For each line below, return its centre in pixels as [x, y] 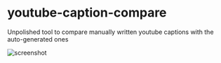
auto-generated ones [38, 39]
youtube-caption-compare [87, 13]
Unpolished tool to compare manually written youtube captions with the [110, 32]
